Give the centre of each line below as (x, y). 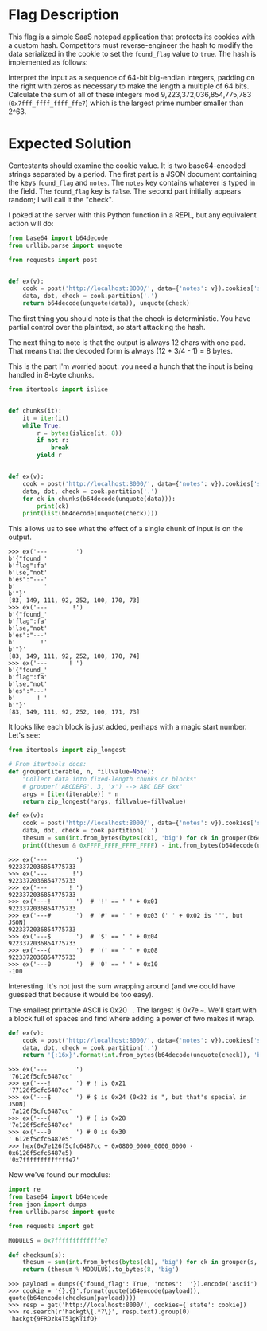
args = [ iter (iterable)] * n (71, 794)
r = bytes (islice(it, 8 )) (80, 433)
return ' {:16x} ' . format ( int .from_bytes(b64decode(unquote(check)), (136, 1055)
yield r (49, 456)
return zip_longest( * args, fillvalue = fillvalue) (104, 801)
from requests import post (53, 260)
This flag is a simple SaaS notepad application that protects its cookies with (132, 37)
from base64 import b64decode (58, 238)
